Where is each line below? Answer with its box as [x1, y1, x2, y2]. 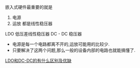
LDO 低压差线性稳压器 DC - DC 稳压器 [5, 31, 82, 36]
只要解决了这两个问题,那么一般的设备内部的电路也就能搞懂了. [12, 48, 136, 53]
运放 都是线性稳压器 [12, 21, 53, 26]
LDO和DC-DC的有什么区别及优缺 [5, 58, 72, 63]
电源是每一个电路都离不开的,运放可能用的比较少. [12, 41, 110, 47]
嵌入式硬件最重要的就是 [5, 4, 53, 10]
